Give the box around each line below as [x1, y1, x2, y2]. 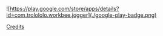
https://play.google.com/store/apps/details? [10, 5, 119, 12]
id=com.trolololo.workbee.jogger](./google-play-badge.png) [6, 11, 157, 19]
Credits [6, 23, 25, 30]
